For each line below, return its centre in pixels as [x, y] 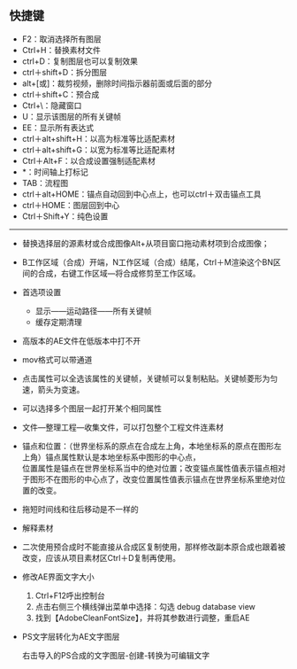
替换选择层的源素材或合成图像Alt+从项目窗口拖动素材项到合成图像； [145, 243]
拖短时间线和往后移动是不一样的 [80, 509]
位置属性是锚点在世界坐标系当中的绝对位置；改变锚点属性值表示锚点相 [150, 468]
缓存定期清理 [58, 322]
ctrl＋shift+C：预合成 [61, 94]
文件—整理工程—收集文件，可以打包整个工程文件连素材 [122, 427]
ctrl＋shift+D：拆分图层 [65, 72]
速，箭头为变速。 [53, 389]
